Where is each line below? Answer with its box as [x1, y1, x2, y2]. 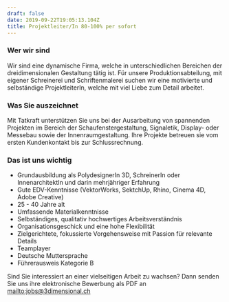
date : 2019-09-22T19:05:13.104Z [7, 17, 100, 23]
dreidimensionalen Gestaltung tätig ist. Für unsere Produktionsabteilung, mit [7, 68, 222, 77]
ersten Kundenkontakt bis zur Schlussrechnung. [7, 138, 144, 146]
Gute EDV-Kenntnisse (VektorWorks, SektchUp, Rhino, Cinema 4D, [17, 185, 206, 194]
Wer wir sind [7, 46, 50, 55]
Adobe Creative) [17, 193, 64, 201]
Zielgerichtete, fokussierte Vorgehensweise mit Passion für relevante [17, 230, 212, 238]
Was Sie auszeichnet [7, 101, 79, 110]
